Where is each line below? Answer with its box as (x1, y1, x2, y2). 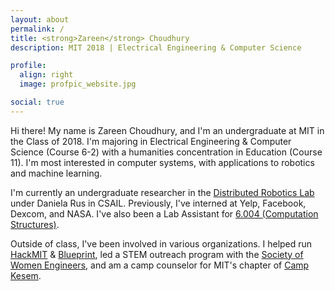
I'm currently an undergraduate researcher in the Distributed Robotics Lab (10, 186, 315, 198)
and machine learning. (10, 167, 103, 179)
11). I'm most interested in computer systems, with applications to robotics (10, 156, 315, 168)
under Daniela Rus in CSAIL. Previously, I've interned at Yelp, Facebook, (10, 197, 307, 209)
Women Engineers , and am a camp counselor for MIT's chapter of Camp (10, 259, 310, 271)
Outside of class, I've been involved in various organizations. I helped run (10, 237, 313, 250)
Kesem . (10, 269, 42, 281)
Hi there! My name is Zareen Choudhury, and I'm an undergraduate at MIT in (10, 124, 325, 136)
